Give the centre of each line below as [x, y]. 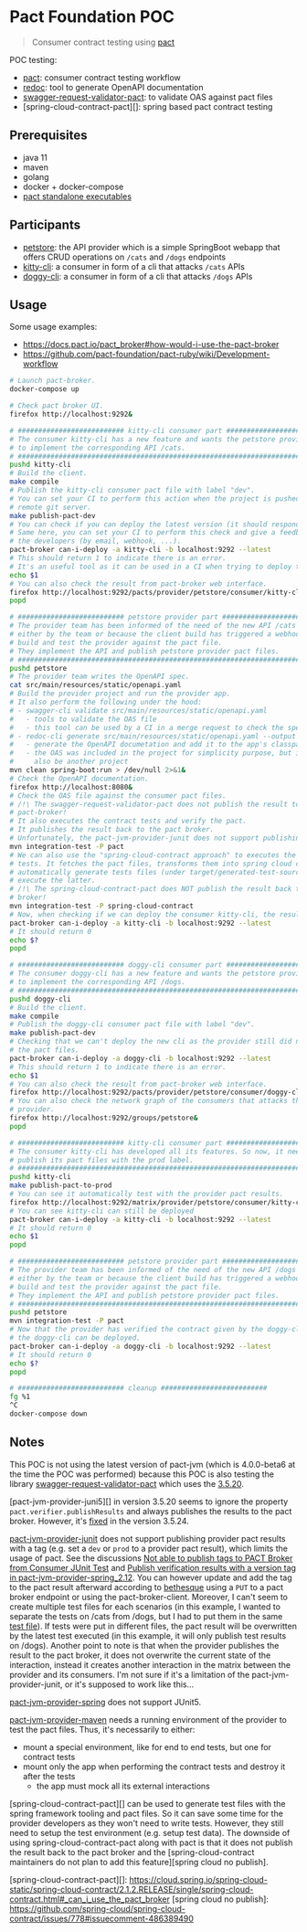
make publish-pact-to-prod [61, 1185]
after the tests [49, 1776]
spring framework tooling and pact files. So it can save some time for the [146, 1813]
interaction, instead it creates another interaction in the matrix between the [150, 1664]
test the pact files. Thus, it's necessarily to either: [102, 1729]
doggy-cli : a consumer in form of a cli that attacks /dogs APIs [138, 276]
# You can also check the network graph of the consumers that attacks [148, 1101]
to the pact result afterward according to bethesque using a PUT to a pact [146, 1587]
